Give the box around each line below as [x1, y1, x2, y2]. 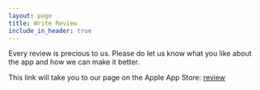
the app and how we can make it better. [8, 57, 140, 67]
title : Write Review [8, 19, 78, 27]
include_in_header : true [8, 27, 92, 35]
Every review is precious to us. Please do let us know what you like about [8, 49, 252, 59]
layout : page [8, 11, 52, 20]
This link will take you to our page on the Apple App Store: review [8, 73, 226, 83]
